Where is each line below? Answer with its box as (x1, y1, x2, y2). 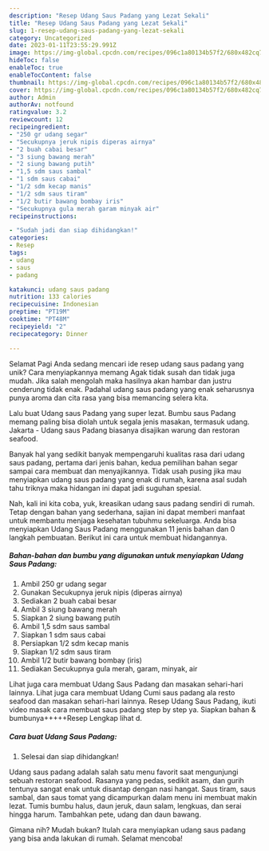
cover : (9, 85, 31, 94)
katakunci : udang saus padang (9, 285, 110, 294)
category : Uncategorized (9, 34, 92, 42)
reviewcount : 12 (9, 116, 63, 124)
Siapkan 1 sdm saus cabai (20, 630, 106, 639)
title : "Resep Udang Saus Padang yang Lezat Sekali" (9, 19, 188, 27)
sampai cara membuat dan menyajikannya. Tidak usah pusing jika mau (9, 466, 242, 476)
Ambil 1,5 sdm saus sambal (20, 622, 110, 631)
